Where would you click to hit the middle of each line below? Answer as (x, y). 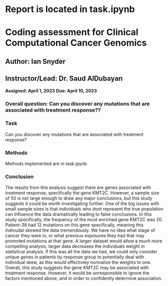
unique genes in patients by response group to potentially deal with (75, 257)
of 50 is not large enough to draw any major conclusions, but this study (79, 198)
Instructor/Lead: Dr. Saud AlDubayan (64, 79)
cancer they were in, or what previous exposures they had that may (75, 236)
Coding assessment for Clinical (72, 32)
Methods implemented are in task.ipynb (46, 164)
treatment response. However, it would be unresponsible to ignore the (77, 273)
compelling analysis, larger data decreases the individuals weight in (75, 246)
